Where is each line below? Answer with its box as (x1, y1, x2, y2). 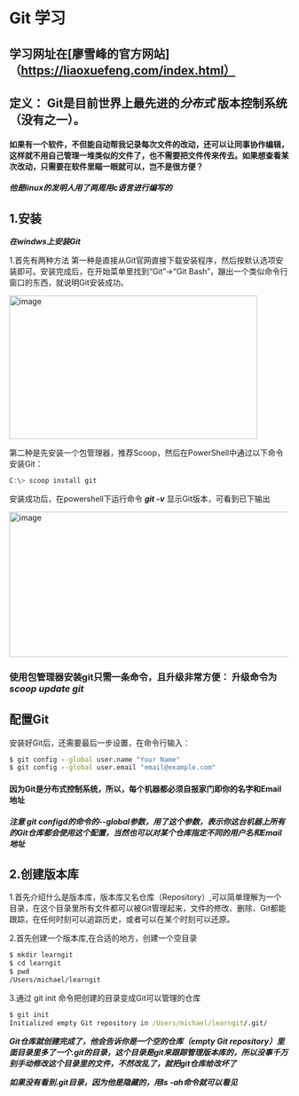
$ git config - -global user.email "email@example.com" (9, 763, 216, 772)
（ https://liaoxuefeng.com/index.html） (9, 63, 236, 78)
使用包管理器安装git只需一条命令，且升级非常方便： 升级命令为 (9, 671, 278, 683)
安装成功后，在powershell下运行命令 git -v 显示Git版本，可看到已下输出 (9, 493, 271, 504)
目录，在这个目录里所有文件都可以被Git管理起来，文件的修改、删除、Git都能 (9, 903, 287, 914)
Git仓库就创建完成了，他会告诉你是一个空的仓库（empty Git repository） (9, 1036, 277, 1046)
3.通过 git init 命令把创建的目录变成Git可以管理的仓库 (9, 992, 201, 1003)
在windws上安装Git (9, 236, 82, 247)
